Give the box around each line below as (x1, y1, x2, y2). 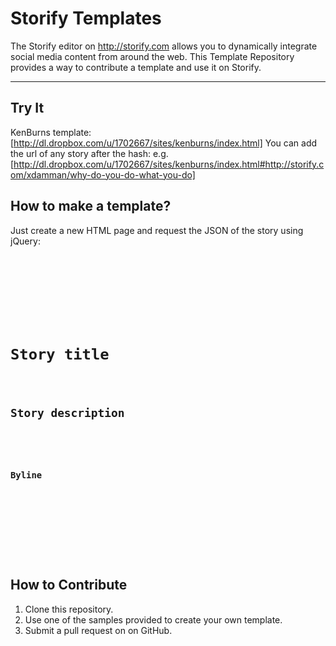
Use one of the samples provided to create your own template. (24, 613, 283, 626)
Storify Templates (10, 7, 162, 30)
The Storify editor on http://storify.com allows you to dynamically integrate (10, 40, 318, 52)
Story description (10, 405, 125, 420)
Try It (10, 100, 45, 117)
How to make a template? (10, 198, 172, 215)
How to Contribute (10, 577, 128, 594)
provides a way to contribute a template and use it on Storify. (10, 61, 262, 73)
